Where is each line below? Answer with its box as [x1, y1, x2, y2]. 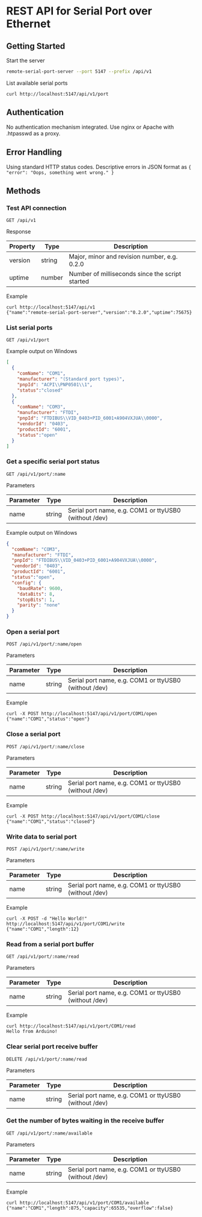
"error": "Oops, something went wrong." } [6, 170, 114, 176]
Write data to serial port [6, 832, 77, 840]
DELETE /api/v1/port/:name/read [6, 1056, 87, 1062]
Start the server [6, 57, 45, 64]
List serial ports [6, 324, 53, 332]
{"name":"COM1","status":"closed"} [6, 818, 96, 825]
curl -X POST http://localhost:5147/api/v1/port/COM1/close [6, 813, 161, 819]
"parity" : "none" [17, 602, 61, 608]
